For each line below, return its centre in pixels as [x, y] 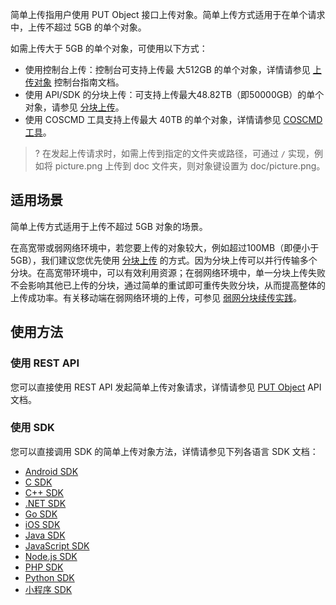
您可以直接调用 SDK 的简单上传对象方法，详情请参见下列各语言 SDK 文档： [164, 451]
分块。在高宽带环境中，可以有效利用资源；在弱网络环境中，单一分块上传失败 [168, 272]
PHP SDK [44, 567]
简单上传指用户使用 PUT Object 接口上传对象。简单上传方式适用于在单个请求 [168, 14]
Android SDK [51, 471]
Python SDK [49, 577]
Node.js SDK [51, 556]
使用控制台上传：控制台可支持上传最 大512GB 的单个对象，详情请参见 [167, 69]
